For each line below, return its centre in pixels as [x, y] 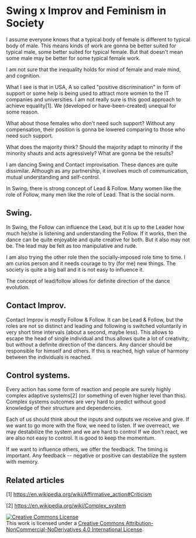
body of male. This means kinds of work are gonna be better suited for [91, 46]
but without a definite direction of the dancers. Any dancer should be [89, 344]
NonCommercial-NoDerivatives [44, 530]
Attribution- [140, 523]
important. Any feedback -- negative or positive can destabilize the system [96, 455]
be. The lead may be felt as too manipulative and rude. [72, 246]
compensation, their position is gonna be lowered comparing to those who [96, 129]
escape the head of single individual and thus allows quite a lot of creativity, [97, 338]
